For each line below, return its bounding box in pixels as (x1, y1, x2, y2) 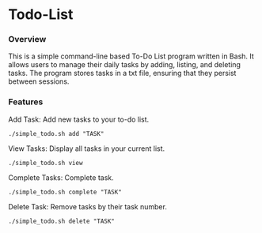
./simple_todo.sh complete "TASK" (8, 188, 123, 196)
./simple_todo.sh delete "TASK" (8, 217, 115, 225)
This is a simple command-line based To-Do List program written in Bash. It (8, 51, 255, 61)
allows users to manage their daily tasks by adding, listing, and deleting (8, 60, 241, 70)
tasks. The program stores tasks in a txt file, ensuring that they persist (8, 69, 237, 78)
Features (8, 96, 44, 107)
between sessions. (8, 77, 70, 86)
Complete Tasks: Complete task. (8, 172, 115, 182)
